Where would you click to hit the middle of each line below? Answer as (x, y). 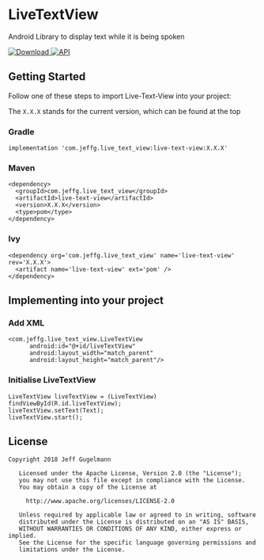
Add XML (26, 322)
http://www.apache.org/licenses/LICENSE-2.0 (100, 501)
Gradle (21, 131)
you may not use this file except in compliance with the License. (132, 481)
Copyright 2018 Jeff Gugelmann (60, 460)
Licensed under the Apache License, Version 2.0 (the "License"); (130, 474)
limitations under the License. (72, 550)
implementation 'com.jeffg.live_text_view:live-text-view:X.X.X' (118, 148)
